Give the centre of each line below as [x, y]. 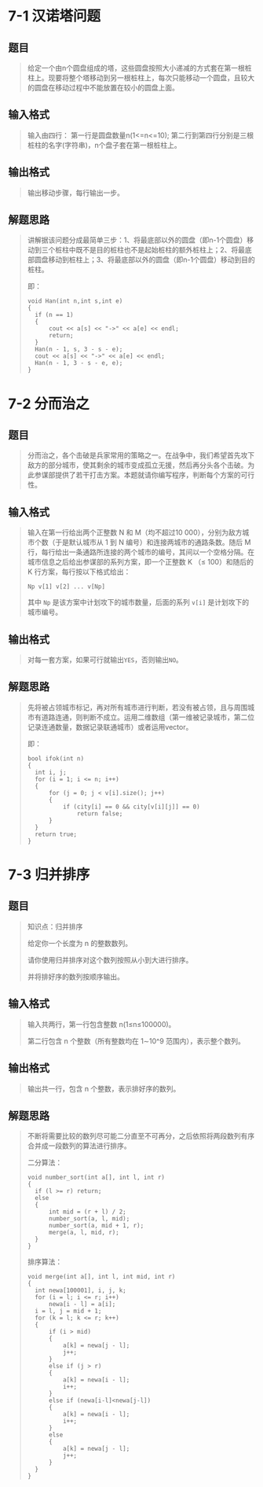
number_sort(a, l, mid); [89, 1219]
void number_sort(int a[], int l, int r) [96, 1178]
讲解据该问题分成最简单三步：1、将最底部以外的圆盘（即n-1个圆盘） [137, 240]
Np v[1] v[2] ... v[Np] [66, 587]
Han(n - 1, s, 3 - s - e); [79, 350]
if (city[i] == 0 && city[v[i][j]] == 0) [131, 807]
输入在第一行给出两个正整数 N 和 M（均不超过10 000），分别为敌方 [135, 532]
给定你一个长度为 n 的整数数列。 [79, 943]
